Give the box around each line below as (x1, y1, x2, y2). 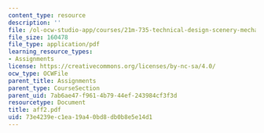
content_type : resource (8, 11, 86, 20)
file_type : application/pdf (8, 41, 101, 49)
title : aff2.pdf (8, 106, 61, 114)
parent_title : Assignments (8, 77, 97, 84)
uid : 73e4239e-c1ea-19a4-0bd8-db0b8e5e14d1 (8, 113, 153, 121)
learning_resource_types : (8, 48, 93, 56)
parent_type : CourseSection (8, 84, 101, 92)
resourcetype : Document (8, 99, 86, 106)
